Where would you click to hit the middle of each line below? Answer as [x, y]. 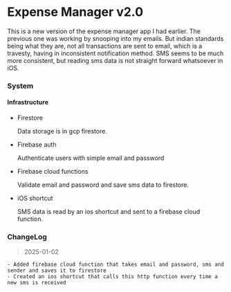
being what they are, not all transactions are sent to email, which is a [105, 46]
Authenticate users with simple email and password [91, 158]
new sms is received [37, 283]
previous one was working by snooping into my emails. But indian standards [115, 38]
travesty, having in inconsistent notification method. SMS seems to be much [115, 53]
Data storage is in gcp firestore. [62, 131]
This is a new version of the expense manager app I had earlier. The [104, 31]
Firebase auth [37, 145]
